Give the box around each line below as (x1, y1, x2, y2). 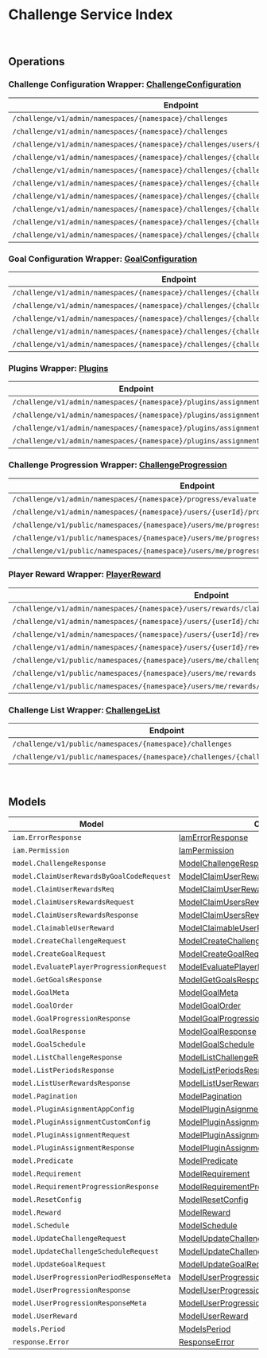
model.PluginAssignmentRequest (12, 1130, 131, 1139)
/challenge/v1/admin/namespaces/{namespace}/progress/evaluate (12, 494, 257, 503)
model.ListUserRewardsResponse (12, 1079, 131, 1087)
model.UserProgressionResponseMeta (12, 1298, 147, 1307)
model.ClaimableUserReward (12, 923, 114, 932)
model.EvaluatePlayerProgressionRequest (12, 962, 167, 971)
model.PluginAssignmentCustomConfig (12, 1117, 151, 1126)
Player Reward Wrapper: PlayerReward (8, 569, 161, 580)
